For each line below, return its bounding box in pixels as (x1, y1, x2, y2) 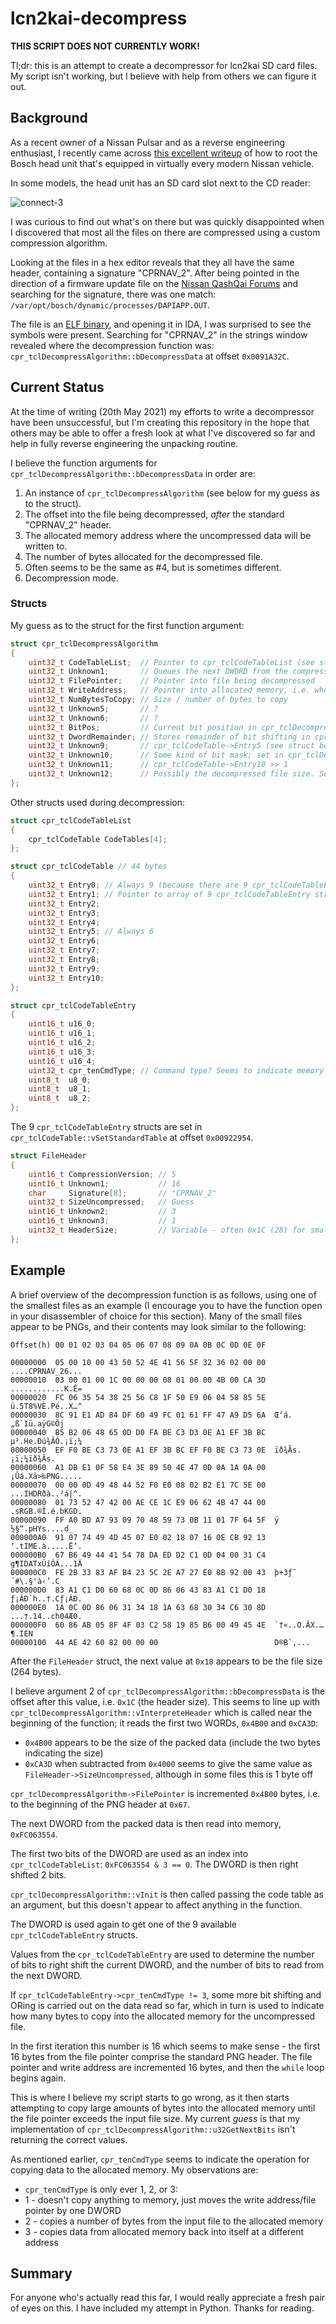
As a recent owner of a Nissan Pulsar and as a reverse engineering (10, 136, 286, 148)
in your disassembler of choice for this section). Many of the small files (10, 1310, 303, 1322)
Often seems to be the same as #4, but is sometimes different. (24, 561, 282, 573)
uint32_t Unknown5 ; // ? (28, 703, 159, 714)
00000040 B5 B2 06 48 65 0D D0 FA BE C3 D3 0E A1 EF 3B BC (10, 1427, 267, 1437)
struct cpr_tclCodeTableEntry (10, 1000, 137, 1011)
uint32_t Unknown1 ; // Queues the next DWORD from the (28, 667, 288, 677)
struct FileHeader (10, 1151, 87, 1161)
